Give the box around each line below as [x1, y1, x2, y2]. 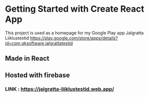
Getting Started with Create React [5, 3, 145, 15]
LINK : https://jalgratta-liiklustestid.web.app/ [5, 85, 114, 92]
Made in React [5, 55, 50, 63]
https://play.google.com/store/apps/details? [30, 35, 118, 41]
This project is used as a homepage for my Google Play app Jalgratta [5, 30, 144, 36]
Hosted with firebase [5, 71, 70, 79]
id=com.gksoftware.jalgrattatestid [5, 40, 73, 46]
